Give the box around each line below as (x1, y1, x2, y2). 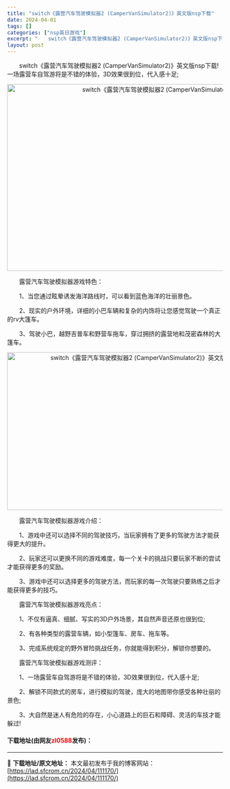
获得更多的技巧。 (12, 586, 62, 594)
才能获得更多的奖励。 (7, 562, 67, 571)
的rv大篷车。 (7, 315, 43, 323)
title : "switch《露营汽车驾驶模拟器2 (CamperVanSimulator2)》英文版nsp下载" (7, 10, 214, 17)
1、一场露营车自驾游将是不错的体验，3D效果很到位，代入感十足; (18, 673, 200, 681)
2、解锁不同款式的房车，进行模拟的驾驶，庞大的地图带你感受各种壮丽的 (18, 688, 221, 695)
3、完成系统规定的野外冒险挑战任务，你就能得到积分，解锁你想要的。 (18, 644, 215, 652)
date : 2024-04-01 (7, 16, 57, 23)
